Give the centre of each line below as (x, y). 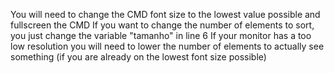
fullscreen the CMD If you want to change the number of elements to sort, (162, 25)
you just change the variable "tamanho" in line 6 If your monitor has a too (161, 35)
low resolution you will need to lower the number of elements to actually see (167, 46)
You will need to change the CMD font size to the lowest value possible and (165, 14)
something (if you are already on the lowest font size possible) (138, 57)
